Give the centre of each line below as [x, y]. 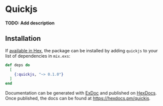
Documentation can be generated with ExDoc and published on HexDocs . [81, 93]
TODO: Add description [30, 23]
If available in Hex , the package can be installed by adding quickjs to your [81, 50]
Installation [23, 39]
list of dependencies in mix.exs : [38, 56]
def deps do [17, 65]
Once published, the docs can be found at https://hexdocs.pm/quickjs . [78, 99]
